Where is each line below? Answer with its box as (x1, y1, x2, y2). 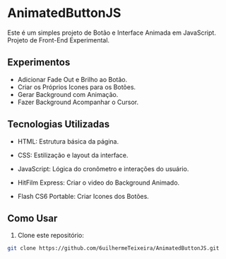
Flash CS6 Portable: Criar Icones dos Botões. (17, 192, 150, 200)
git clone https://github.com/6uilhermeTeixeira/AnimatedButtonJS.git (7, 245, 220, 252)
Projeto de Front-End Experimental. (7, 35, 110, 44)
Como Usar (7, 212, 58, 224)
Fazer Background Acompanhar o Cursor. (17, 98, 139, 106)
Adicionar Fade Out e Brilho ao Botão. (17, 75, 128, 84)
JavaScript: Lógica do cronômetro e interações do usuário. (17, 164, 189, 173)
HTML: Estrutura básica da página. (17, 137, 119, 146)
